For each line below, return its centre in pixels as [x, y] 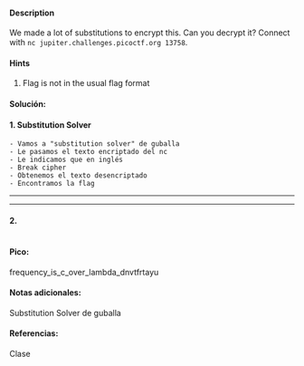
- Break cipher [38, 168]
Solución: [28, 104]
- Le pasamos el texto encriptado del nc [89, 152]
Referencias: [34, 333]
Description [32, 13]
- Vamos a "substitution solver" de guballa [95, 144]
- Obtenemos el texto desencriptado [78, 176]
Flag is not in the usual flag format [86, 83]
